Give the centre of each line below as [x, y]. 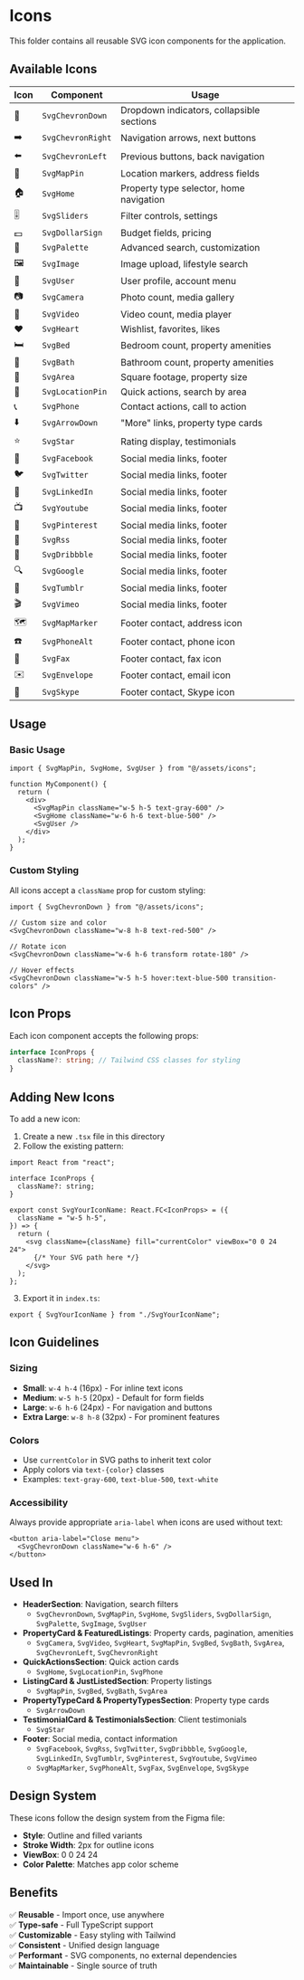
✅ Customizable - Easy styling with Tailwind [93, 1935]
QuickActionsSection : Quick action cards [100, 1662]
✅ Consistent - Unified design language [85, 1945]
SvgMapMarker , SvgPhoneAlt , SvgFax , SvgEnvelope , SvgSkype [142, 1768]
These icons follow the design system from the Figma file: [117, 1818]
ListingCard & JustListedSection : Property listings [117, 1681]
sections [138, 121]
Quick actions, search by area [184, 392]
